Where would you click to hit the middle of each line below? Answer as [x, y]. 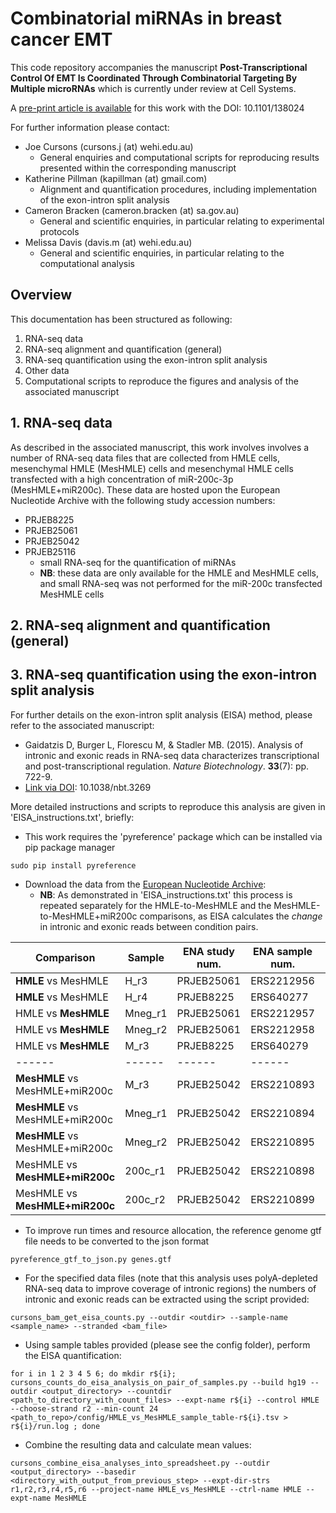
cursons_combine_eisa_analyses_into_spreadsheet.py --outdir [140, 1463]
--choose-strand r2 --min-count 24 [84, 1408]
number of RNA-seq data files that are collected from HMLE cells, [145, 458]
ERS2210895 [282, 1142]
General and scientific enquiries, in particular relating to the [162, 253]
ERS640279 [279, 1045]
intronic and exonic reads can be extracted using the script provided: [167, 1299]
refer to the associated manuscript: [82, 725]
